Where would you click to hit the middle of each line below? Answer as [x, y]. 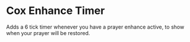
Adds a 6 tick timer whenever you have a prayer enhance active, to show [95, 27]
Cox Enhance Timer [56, 11]
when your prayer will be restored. [48, 33]
